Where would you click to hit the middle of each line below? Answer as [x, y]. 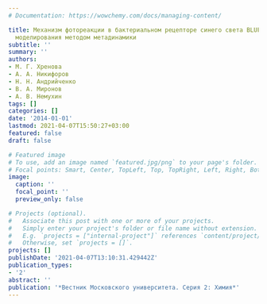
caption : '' [35, 185]
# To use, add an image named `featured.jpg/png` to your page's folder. [133, 162]
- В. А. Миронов [35, 89]
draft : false [30, 140]
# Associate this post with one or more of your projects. [112, 221]
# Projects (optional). [48, 214]
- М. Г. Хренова [35, 67]
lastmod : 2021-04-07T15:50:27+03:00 [69, 126]
